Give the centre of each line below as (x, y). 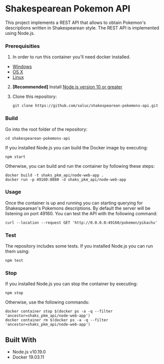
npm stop (14, 293)
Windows (22, 67)
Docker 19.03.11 (28, 357)
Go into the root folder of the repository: (46, 129)
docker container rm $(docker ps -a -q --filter (57, 320)
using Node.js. (20, 33)
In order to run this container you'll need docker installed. (71, 57)
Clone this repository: (34, 97)
